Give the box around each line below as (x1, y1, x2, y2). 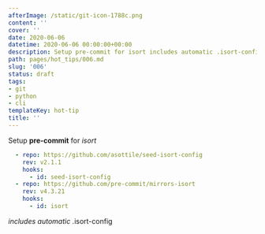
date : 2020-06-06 (8, 33, 65, 42)
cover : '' (8, 26, 41, 34)
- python (8, 92, 37, 100)
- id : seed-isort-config (28, 173, 111, 181)
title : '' (8, 114, 41, 122)
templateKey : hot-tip (8, 107, 80, 115)
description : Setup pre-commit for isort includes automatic (8, 48, 214, 56)
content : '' (8, 19, 47, 27)
